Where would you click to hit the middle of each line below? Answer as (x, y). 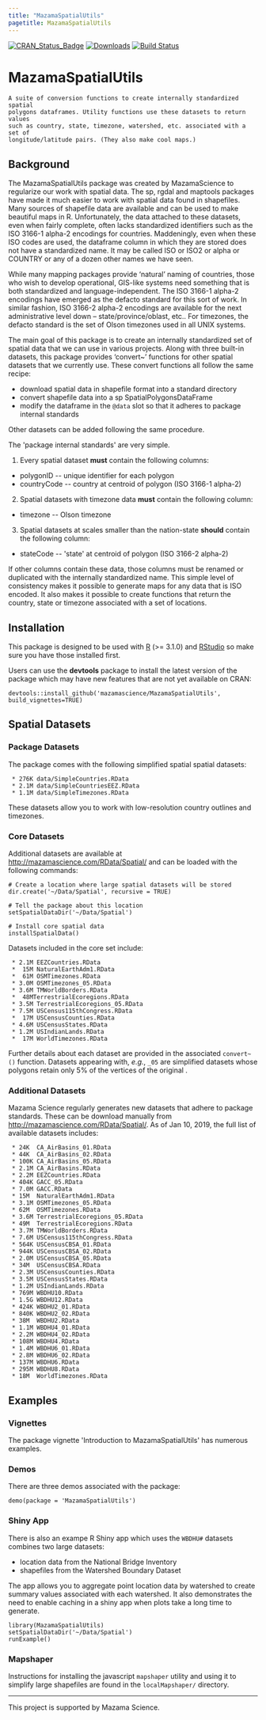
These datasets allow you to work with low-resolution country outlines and (130, 807)
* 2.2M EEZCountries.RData (56, 1175)
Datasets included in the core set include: (76, 948)
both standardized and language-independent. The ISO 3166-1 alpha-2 (123, 291)
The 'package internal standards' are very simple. (89, 445)
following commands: (43, 871)
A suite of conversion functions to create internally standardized (123, 99)
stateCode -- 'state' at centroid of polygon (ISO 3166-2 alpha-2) (124, 554)
